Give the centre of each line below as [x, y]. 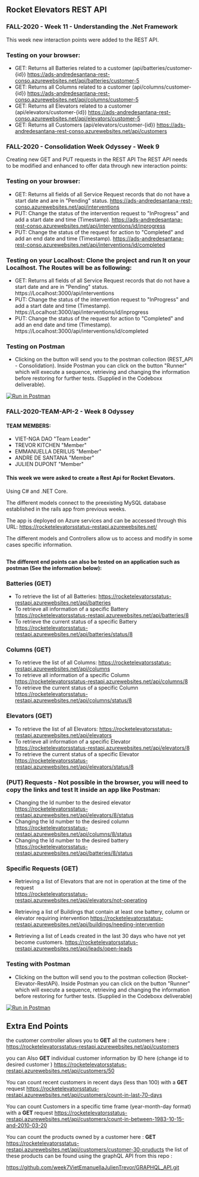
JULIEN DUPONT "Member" [49, 464]
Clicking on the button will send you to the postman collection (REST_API [104, 360]
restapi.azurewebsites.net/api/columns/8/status [73, 834]
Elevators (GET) [29, 716]
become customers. [39, 942]
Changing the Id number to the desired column [72, 822]
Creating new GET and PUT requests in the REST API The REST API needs [97, 159]
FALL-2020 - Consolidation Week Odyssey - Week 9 [83, 146]
